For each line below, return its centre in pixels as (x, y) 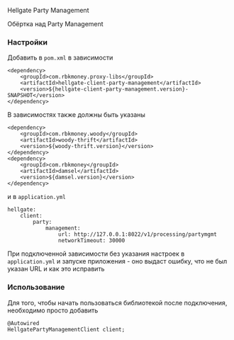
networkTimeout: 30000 (91, 241)
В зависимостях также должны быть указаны (76, 115)
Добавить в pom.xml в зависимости (60, 58)
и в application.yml (37, 197)
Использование (36, 288)
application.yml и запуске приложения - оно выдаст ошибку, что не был (117, 261)
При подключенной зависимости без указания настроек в (96, 254)
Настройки (28, 42)
